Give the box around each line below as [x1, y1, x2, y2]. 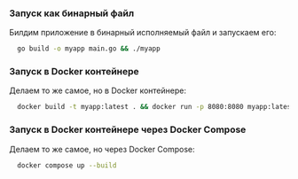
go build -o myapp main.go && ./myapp [17, 44, 161, 53]
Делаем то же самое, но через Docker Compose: [9, 144, 195, 154]
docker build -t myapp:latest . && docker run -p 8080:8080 [17, 103, 244, 112]
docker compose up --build [17, 160, 117, 170]
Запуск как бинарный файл [9, 7, 135, 19]
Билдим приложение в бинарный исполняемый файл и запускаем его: [9, 27, 277, 38]
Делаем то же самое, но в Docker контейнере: [9, 85, 186, 96]
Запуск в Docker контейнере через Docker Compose [9, 123, 247, 136]
